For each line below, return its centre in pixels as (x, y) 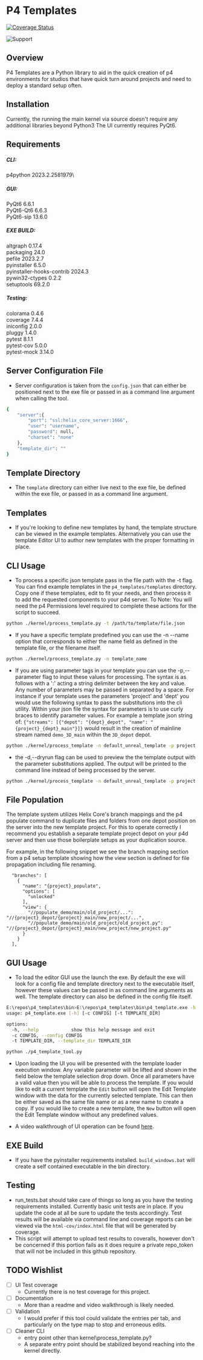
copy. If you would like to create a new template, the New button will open (105, 1108)
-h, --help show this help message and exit (83, 1030)
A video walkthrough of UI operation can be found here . (84, 1126)
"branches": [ (29, 876)
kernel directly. (43, 1350)
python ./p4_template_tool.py (44, 1052)
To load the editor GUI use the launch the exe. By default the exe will (100, 977)
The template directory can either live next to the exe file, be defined (100, 487)
